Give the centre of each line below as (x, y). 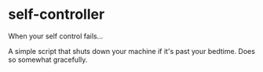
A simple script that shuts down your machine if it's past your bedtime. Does (131, 51)
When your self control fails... (56, 36)
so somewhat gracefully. (48, 59)
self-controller (57, 14)
